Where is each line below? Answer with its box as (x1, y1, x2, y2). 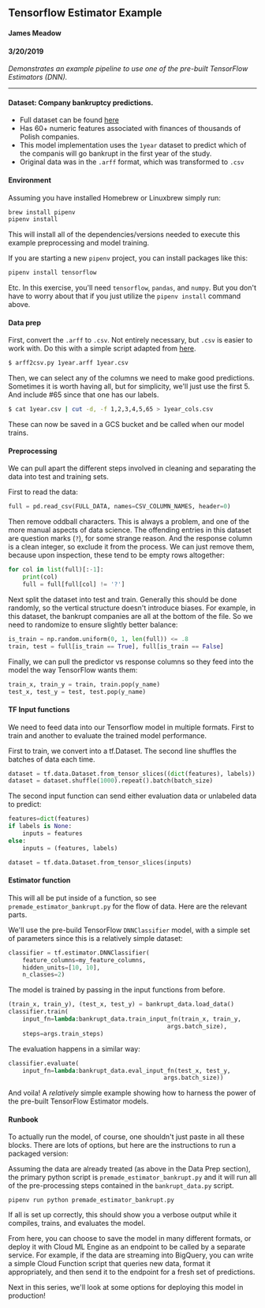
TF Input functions (8, 704, 70, 714)
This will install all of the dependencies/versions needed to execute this (8, 230, 241, 239)
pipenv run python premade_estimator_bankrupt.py (8, 1196, 175, 1205)
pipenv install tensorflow (8, 268, 97, 277)
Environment (8, 175, 51, 185)
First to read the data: (8, 487, 79, 497)
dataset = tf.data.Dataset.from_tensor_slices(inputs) (8, 858, 192, 867)
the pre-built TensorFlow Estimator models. (8, 1096, 149, 1106)
